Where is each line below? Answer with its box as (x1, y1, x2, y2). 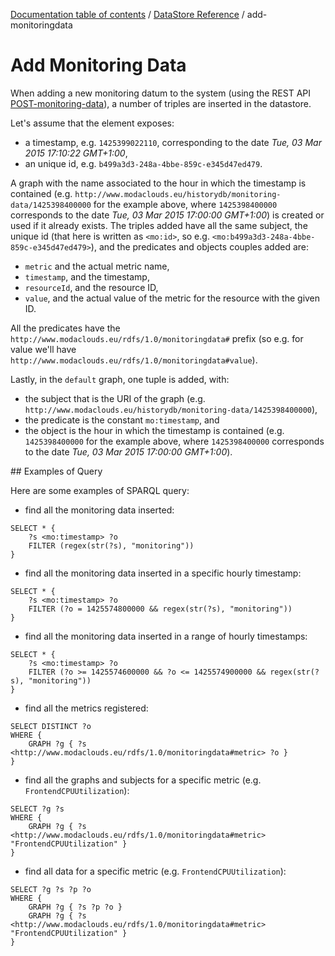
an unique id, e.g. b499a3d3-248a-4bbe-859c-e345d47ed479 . (24, 157, 263, 169)
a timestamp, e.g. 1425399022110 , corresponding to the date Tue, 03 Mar (24, 136, 322, 148)
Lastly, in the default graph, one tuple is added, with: (10, 373, 230, 385)
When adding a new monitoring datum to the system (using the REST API (10, 87, 312, 99)
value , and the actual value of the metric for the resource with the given (24, 292, 321, 304)
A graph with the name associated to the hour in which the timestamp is (10, 177, 307, 189)
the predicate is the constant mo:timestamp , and (24, 414, 220, 426)
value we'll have (10, 343, 77, 355)
